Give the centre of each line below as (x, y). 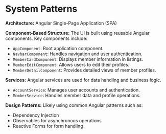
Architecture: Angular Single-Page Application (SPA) (61, 23)
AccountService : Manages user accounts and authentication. (76, 90)
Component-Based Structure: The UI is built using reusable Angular (77, 33)
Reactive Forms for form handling (48, 126)
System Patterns (41, 9)
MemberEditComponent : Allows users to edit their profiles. (71, 64)
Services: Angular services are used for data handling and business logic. (84, 80)
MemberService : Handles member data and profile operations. (77, 95)
